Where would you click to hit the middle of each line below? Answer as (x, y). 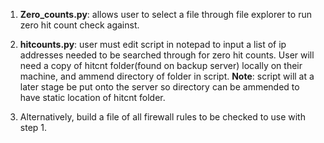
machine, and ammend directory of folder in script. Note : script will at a (167, 76)
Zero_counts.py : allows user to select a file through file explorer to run (165, 14)
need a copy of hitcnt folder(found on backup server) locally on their (161, 65)
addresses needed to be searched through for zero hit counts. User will (167, 55)
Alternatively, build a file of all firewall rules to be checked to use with (162, 117)
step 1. (33, 127)
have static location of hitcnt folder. (92, 97)
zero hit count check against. (79, 25)
